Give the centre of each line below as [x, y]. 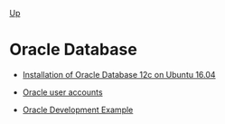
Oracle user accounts [62, 92]
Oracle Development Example [78, 110]
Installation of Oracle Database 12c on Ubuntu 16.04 [119, 74]
